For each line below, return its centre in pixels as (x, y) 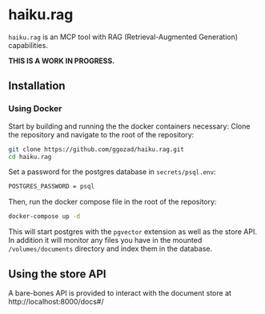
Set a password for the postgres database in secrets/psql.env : (112, 172)
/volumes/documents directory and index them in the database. (110, 248)
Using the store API (57, 274)
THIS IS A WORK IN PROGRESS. (62, 61)
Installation (37, 86)
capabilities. (28, 45)
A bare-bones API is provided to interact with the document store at (120, 292)
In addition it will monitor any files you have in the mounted (105, 240)
